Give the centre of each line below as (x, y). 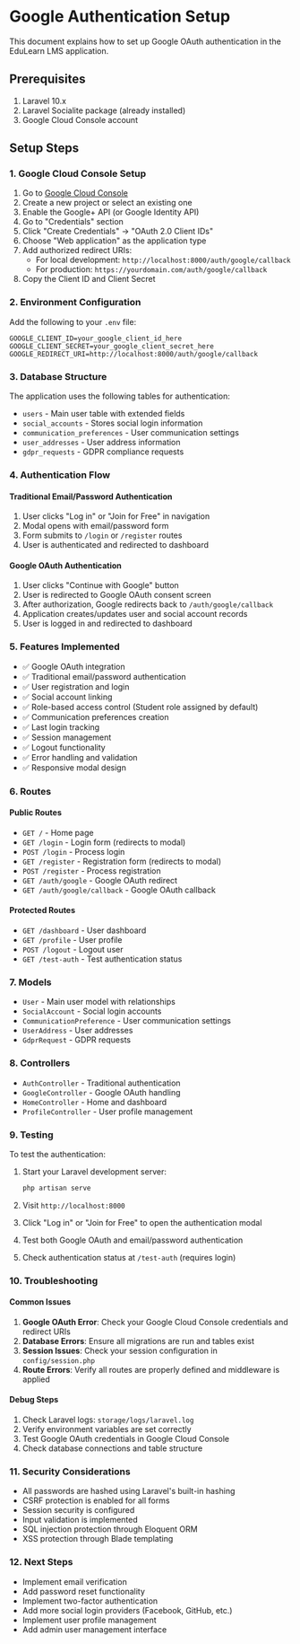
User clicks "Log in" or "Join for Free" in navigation (116, 516)
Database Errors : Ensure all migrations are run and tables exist (138, 1341)
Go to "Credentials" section (73, 222)
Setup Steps (44, 149)
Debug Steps (34, 1400)
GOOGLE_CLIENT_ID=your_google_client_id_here (95, 338)
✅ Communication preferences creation (95, 717)
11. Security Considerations (70, 1472)
